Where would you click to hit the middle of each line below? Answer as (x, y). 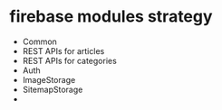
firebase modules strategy (111, 17)
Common (39, 41)
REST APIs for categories (70, 60)
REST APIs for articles (63, 50)
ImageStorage (49, 79)
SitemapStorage (53, 89)
